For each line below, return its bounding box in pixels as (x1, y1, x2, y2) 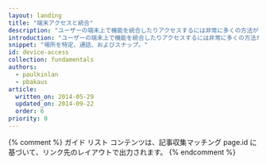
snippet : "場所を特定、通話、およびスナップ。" (8, 41, 149, 49)
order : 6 (15, 108, 44, 116)
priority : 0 (8, 115, 48, 123)
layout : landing (8, 11, 62, 20)
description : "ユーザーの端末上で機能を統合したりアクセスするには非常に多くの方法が (8, 26, 259, 34)
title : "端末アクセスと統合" (8, 19, 94, 27)
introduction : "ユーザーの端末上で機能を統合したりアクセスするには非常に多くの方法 (8, 33, 257, 42)
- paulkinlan (15, 71, 59, 78)
